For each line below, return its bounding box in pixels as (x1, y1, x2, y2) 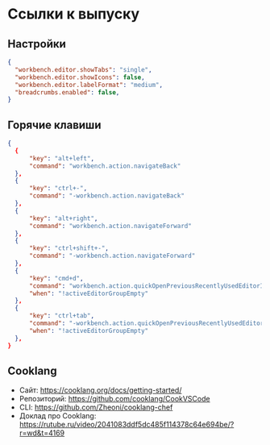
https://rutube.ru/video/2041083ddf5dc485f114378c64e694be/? (19, 420, 235, 430)
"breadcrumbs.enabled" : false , (15, 88, 120, 97)
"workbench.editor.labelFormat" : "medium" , (15, 81, 163, 89)
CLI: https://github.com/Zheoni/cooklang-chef (19, 402, 173, 412)
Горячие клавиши (7, 118, 102, 131)
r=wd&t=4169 (19, 428, 65, 438)
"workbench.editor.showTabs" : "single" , (15, 65, 152, 73)
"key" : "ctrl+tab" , (28, 312, 94, 320)
